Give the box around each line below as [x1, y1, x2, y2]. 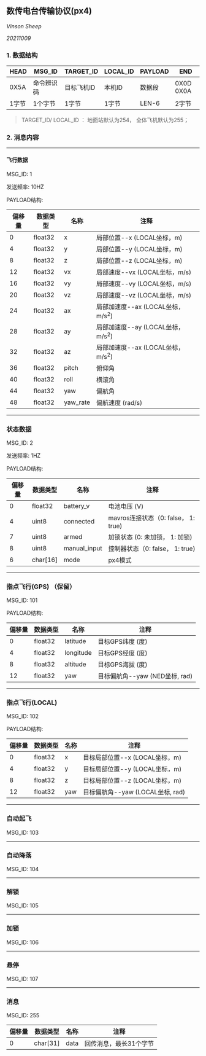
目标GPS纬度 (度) [97, 638, 148, 646]
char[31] [34, 1039, 60, 1047]
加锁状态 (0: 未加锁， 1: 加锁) [108, 533, 193, 541]
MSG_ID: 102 [6, 713, 39, 720]
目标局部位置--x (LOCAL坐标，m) [83, 753, 182, 762]
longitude [64, 649, 92, 657]
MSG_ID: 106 [6, 939, 39, 946]
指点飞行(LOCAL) [6, 698, 58, 707]
